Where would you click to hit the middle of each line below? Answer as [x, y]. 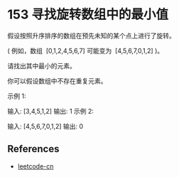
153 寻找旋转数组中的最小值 [88, 15]
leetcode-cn [36, 166]
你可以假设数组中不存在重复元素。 [57, 81]
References [33, 149]
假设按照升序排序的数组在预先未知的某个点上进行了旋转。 [91, 36]
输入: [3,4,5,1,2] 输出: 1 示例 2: [51, 111]
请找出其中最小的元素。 [42, 65]
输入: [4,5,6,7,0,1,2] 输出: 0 [45, 126]
